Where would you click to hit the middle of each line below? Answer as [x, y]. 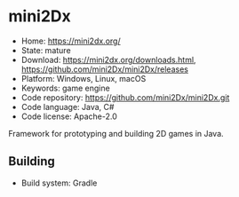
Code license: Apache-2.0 [69, 116]
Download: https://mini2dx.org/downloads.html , [108, 59]
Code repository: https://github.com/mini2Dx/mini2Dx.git [125, 97]
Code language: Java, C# [68, 106]
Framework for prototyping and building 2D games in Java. [116, 133]
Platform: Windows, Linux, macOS [84, 78]
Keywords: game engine [65, 88]
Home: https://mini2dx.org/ [71, 41]
